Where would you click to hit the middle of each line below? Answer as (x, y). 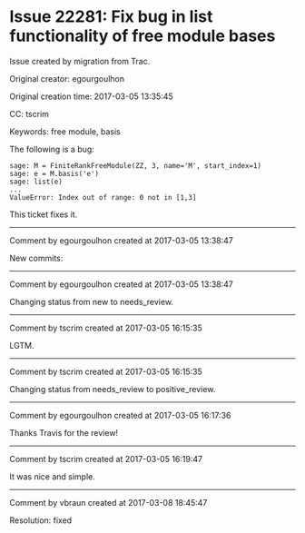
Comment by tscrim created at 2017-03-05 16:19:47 (106, 459)
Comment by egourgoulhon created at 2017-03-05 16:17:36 (120, 415)
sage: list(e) (36, 182)
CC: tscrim (30, 114)
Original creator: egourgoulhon (67, 78)
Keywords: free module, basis (65, 131)
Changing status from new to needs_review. (92, 301)
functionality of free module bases (143, 36)
